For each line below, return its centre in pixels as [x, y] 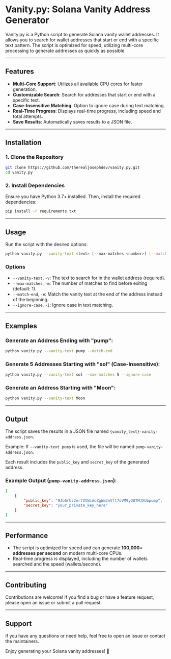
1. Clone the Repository [34, 157]
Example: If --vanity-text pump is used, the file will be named [70, 447]
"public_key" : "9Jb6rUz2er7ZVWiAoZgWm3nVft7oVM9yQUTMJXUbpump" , [93, 501]
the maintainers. [22, 641]
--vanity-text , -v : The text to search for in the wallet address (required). [89, 278]
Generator [27, 20]
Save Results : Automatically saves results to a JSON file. [72, 121]
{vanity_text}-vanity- [134, 432]
